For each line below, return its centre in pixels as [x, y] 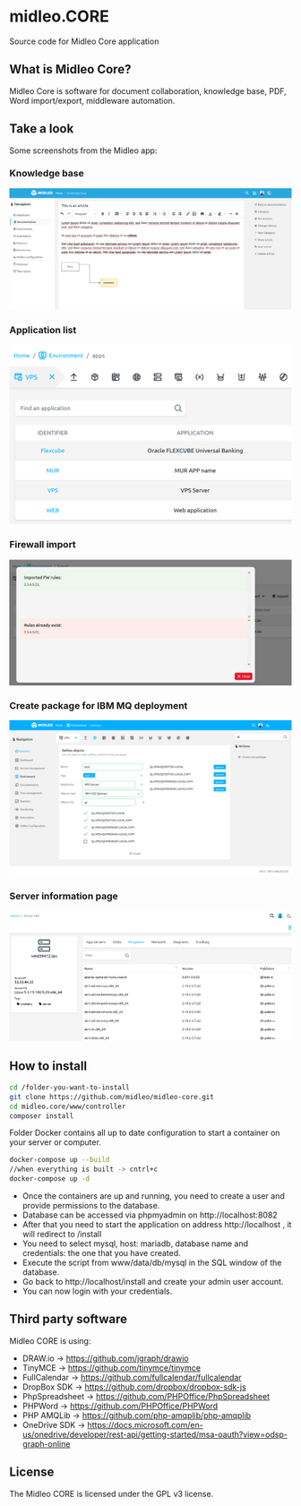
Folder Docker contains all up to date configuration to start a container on [145, 1133]
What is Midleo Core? [70, 69]
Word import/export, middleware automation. [92, 100]
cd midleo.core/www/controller [68, 1106]
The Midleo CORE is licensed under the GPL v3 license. [112, 1493]
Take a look [42, 129]
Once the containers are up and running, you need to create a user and [153, 1196]
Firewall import [43, 545]
